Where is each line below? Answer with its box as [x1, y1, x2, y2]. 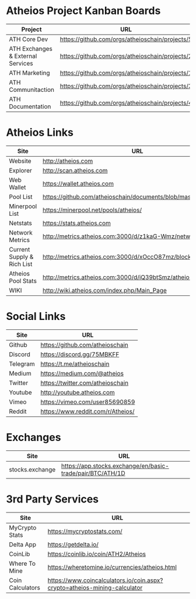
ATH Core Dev [9, 35, 48, 43]
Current [9, 245, 30, 253]
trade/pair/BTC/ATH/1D [61, 469, 125, 477]
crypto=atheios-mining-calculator [47, 583, 143, 591]
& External [9, 51, 37, 60]
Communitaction [9, 85, 54, 94]
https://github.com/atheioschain [40, 340, 128, 349]
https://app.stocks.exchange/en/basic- [61, 462, 169, 470]
